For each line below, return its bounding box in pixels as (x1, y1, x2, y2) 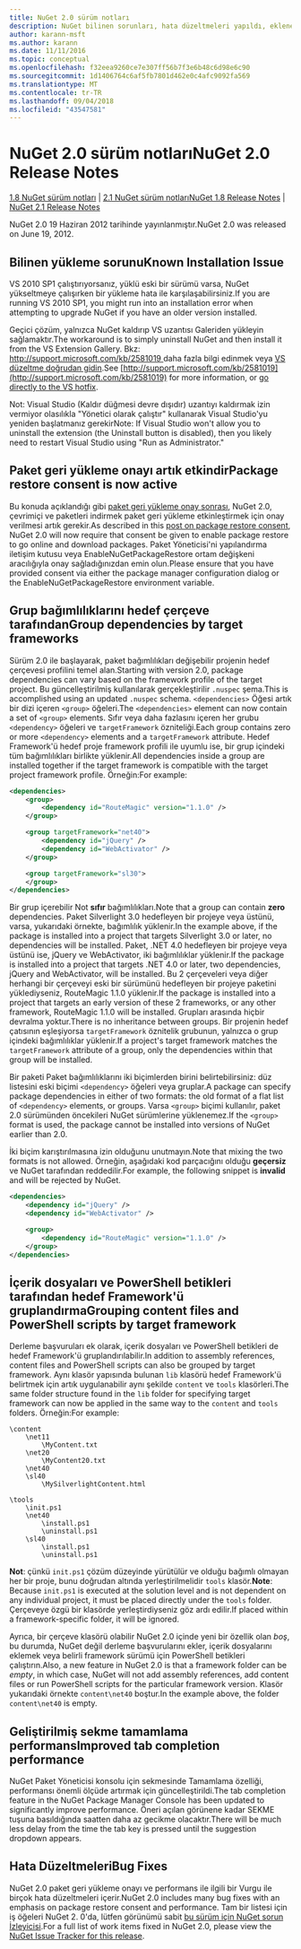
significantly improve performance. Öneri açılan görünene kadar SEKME (9, 1805, 275, 1814)
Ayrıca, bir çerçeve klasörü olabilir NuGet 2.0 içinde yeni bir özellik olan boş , (9, 1631, 290, 1642)
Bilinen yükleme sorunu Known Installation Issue (9, 255, 285, 270)
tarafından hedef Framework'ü (9, 1289, 185, 1304)
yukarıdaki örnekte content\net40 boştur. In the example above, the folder (9, 1688, 279, 1700)
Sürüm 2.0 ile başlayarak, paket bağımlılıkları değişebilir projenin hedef (9, 655, 271, 666)
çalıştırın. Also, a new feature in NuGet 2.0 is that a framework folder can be (9, 1660, 288, 1671)
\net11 (25, 1432, 50, 1442)
